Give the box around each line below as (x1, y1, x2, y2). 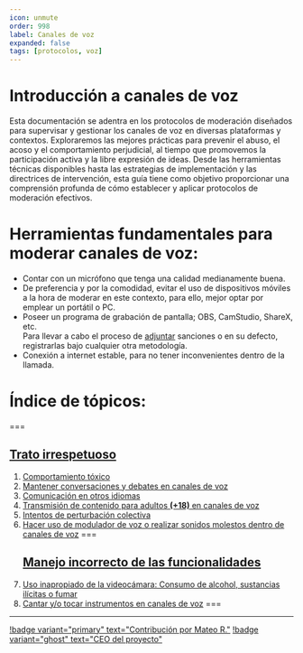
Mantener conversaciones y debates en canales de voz (22, 480, 228, 491)
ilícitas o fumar (22, 588, 78, 599)
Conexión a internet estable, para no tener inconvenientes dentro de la (22, 350, 286, 360)
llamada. (22, 359, 55, 370)
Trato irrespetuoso (9, 447, 117, 462)
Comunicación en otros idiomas (22, 490, 141, 501)
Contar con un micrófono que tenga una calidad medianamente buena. (22, 273, 286, 284)
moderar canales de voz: (9, 243, 198, 264)
